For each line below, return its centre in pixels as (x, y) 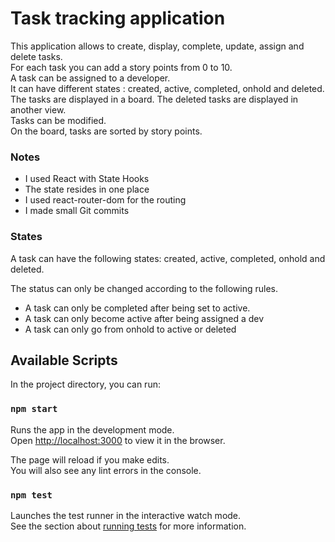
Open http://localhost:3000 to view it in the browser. (118, 440)
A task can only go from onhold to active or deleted (130, 329)
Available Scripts (64, 360)
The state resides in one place (87, 189)
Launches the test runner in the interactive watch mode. (126, 515)
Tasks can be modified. (58, 120)
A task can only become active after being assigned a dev (144, 318)
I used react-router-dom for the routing (105, 200)
